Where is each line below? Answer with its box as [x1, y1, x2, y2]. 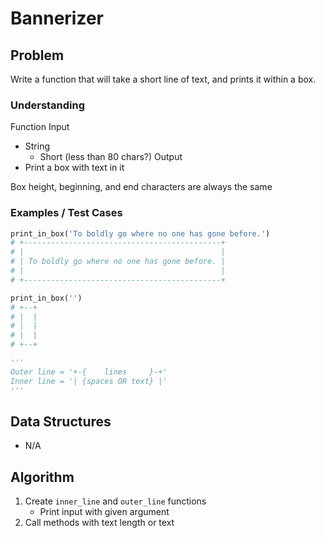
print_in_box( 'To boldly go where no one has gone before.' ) [10, 228, 271, 239]
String [24, 140, 51, 152]
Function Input [10, 121, 70, 133]
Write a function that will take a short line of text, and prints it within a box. [10, 73, 317, 85]
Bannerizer [10, 7, 104, 30]
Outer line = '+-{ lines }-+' [10, 367, 168, 377]
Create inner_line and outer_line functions [24, 495, 207, 507]
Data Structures [10, 413, 112, 430]
